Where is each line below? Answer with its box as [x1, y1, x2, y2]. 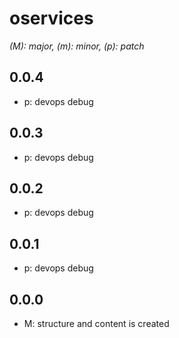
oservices [9, 7, 94, 30]
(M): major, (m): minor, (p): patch [9, 40, 145, 52]
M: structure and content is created [23, 318, 170, 329]
